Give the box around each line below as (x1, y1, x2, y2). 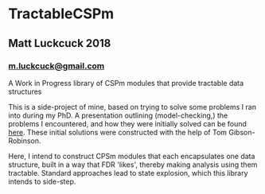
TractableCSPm (8, 5, 115, 23)
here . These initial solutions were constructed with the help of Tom (8, 127, 228, 137)
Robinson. (8, 136, 41, 145)
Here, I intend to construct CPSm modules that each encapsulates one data (8, 151, 255, 161)
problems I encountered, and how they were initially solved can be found (8, 118, 247, 128)
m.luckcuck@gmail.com (8, 60, 105, 72)
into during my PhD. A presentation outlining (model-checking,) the (8, 111, 228, 120)
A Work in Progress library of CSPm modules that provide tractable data (8, 78, 244, 87)
